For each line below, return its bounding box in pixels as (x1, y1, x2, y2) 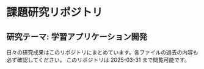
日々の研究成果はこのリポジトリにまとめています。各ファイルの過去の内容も (6, 49, 199, 56)
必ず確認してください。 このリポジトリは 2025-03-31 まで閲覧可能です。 (6, 56, 191, 64)
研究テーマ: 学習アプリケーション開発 (6, 31, 148, 42)
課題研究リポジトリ (6, 5, 103, 19)
